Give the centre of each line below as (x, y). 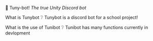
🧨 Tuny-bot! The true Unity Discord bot (46, 8)
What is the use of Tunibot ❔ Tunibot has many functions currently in (77, 27)
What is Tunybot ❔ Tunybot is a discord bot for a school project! (72, 17)
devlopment (18, 33)
